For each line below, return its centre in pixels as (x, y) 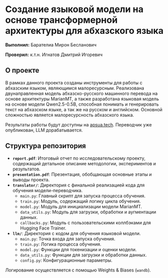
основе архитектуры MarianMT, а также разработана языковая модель (82, 99)
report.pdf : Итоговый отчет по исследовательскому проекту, (79, 158)
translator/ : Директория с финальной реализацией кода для (78, 185)
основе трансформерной (61, 20)
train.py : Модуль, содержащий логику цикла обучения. (80, 201)
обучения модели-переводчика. (47, 190)
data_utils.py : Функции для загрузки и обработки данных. (83, 255)
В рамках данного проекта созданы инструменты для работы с (74, 82)
